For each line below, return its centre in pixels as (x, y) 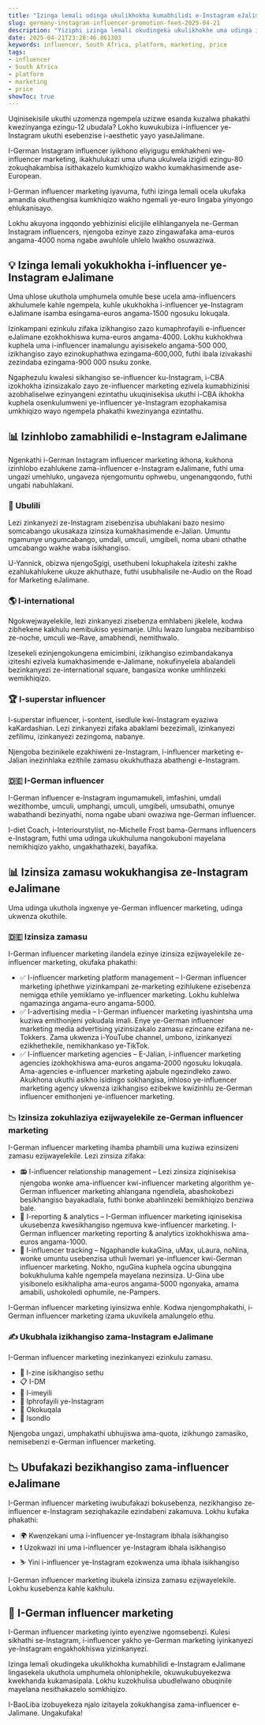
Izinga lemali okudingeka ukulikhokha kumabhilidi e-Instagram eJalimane (127, 1664)
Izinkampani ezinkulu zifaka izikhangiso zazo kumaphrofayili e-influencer (127, 329)
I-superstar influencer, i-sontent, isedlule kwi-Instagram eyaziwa (113, 719)
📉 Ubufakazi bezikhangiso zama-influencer (119, 1468)
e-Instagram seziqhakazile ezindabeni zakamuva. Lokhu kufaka (146, 1511)
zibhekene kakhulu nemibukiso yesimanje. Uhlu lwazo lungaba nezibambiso (131, 630)
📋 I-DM (32, 1381)
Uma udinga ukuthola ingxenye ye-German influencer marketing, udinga (125, 908)
